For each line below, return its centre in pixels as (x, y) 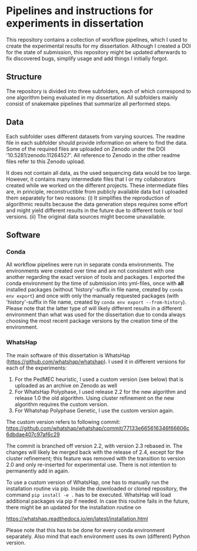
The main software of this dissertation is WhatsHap (68, 355)
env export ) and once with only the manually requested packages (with (93, 296)
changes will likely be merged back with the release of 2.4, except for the (95, 452)
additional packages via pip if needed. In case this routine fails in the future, (98, 501)
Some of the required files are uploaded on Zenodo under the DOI (86, 149)
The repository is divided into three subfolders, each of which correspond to (98, 91)
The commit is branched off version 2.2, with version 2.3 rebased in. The (94, 446)
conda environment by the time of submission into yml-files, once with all (95, 283)
